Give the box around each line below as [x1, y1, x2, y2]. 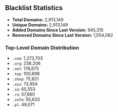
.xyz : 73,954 [12, 81, 38, 87]
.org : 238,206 [12, 61, 41, 66]
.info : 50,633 [12, 96, 40, 102]
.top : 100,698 [12, 71, 40, 77]
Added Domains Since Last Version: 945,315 [12, 27, 104, 33]
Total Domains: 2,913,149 [12, 16, 64, 22]
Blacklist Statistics [5, 4, 63, 12]
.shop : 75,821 [12, 76, 39, 82]
